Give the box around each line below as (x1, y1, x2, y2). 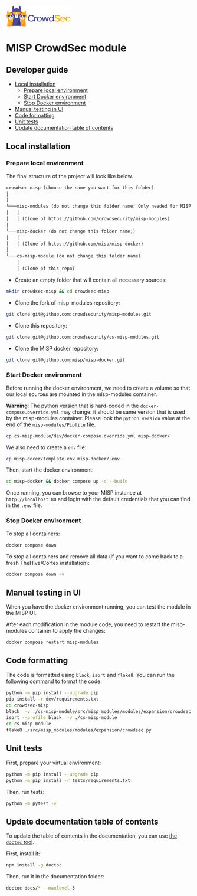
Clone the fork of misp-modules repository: (14, 299, 120, 306)
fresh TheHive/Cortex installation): (6, 559, 90, 566)
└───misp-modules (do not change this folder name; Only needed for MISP (6, 204, 192, 210)
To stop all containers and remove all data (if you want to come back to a (6, 552, 183, 560)
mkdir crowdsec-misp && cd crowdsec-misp (6, 288, 110, 295)
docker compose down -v (6, 571, 65, 577)
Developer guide (6, 65, 68, 75)
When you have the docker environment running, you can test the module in (6, 603, 191, 610)
